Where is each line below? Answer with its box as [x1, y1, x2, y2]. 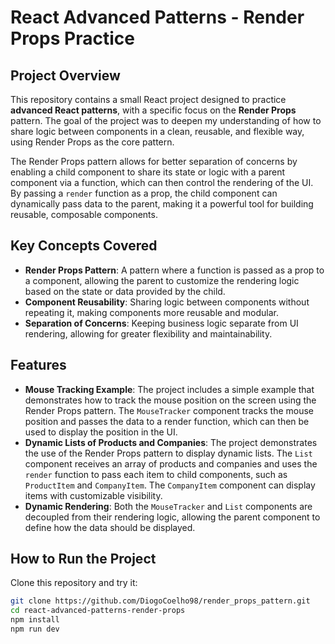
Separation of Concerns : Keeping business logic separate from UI [24, 317, 299, 329]
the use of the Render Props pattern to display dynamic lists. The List [24, 447, 313, 459]
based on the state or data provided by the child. [24, 285, 226, 297]
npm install [10, 615, 60, 625]
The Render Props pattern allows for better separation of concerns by [10, 156, 298, 167]
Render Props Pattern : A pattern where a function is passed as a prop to [24, 264, 325, 276]
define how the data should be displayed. [24, 521, 196, 533]
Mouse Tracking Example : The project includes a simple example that [24, 383, 315, 395]
